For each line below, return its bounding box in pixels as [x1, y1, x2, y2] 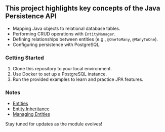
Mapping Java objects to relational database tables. [12, 25, 120, 31]
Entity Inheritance [12, 106, 50, 112]
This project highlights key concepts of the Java [5, 4, 160, 13]
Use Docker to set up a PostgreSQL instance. [12, 71, 107, 77]
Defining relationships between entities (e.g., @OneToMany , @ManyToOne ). [12, 36, 158, 42]
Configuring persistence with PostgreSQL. [12, 41, 101, 48]
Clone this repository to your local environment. [12, 66, 112, 72]
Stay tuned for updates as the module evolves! [5, 121, 103, 127]
